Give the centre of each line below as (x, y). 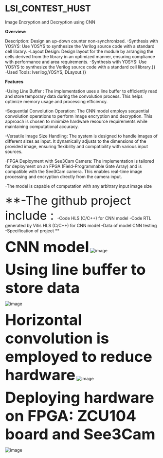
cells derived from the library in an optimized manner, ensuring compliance (80, 56)
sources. (14, 152)
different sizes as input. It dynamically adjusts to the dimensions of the (76, 141)
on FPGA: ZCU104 (71, 416)
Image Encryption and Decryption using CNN (50, 22)
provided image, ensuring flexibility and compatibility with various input (77, 146)
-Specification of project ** (32, 231)
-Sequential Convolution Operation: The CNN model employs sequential (77, 111)
